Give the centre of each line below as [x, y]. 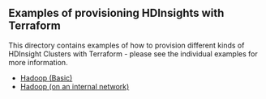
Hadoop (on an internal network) [75, 86]
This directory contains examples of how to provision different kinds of [127, 45]
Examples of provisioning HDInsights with [116, 13]
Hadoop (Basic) [46, 78]
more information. [38, 62]
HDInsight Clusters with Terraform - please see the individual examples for [133, 54]
